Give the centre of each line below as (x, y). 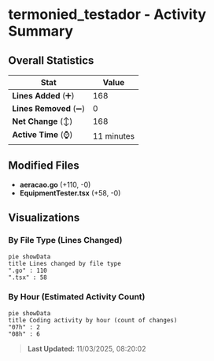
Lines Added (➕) (43, 96)
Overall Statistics (51, 60)
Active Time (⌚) (42, 134)
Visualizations (44, 218)
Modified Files (44, 166)
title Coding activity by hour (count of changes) (93, 320)
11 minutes (114, 136)
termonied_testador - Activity (107, 15)
